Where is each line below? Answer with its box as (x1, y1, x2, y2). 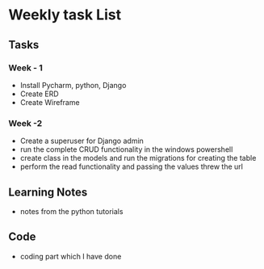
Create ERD (19, 89, 59, 99)
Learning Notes (8, 185, 88, 199)
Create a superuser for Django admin (19, 136, 144, 146)
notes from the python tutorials (19, 206, 124, 216)
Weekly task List (8, 6, 122, 24)
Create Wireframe (19, 97, 80, 107)
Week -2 (8, 117, 43, 128)
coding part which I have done (19, 251, 122, 261)
